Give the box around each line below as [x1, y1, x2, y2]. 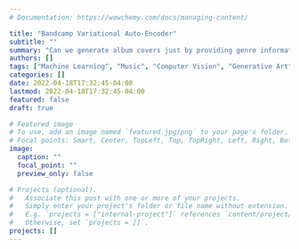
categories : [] [9, 70, 66, 80]
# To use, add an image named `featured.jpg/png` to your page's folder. [9, 128, 289, 137]
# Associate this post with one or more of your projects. [9, 193, 241, 203]
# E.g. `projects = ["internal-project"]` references [9, 210, 221, 219]
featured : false [9, 95, 69, 104]
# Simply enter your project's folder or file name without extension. [9, 202, 289, 211]
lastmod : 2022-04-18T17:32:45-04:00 [9, 86, 145, 96]
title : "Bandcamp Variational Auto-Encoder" [9, 28, 177, 38]
